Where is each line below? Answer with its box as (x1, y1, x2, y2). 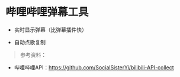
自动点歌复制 (14, 38, 46, 46)
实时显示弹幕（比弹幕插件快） (14, 26, 87, 33)
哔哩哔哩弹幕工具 (5, 5, 89, 19)
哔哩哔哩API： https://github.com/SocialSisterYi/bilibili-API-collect (14, 63, 174, 71)
